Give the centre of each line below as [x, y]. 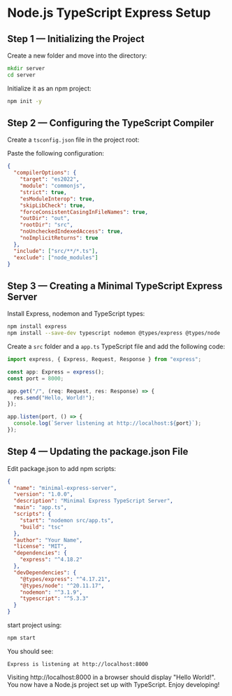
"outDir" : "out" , [45, 219]
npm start [22, 638]
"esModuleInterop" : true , [58, 199]
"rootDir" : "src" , [46, 225]
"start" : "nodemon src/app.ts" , [67, 520]
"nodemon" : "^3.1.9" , [51, 592]
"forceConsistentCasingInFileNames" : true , [84, 212]
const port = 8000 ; [36, 378]
